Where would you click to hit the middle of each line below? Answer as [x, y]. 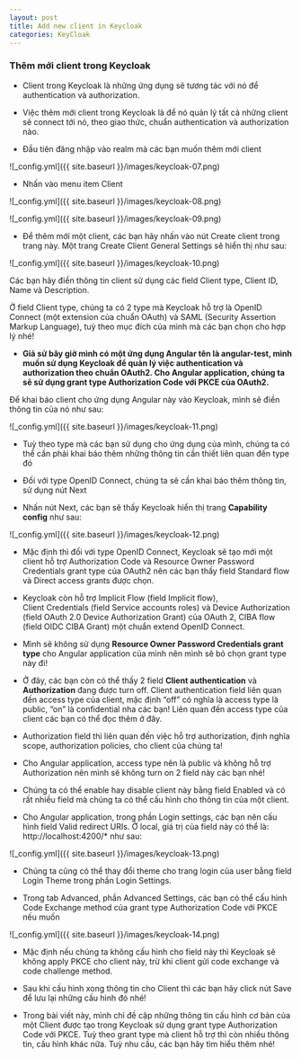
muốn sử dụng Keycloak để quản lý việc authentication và [133, 363]
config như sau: [52, 517]
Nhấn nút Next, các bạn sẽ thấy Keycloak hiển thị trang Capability [145, 507]
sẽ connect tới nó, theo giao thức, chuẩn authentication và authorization [155, 121]
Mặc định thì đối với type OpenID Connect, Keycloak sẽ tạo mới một [147, 551]
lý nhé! [22, 336]
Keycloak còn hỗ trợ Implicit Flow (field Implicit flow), [120, 598]
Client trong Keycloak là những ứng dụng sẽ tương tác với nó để [140, 85]
